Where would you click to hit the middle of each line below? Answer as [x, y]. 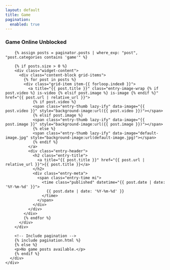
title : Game [18, 15]
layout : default [22, 10]
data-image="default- [136, 133]
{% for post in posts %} [50, 80]
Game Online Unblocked [36, 42]
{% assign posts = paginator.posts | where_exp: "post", [76, 53]
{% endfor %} [38, 218]
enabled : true [25, 24]
